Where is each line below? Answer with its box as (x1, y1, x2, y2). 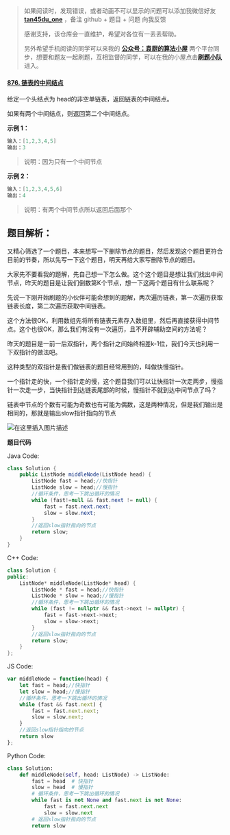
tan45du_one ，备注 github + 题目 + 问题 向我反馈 (23, 15, 166, 23)
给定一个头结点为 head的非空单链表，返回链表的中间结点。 (7, 95, 173, 104)
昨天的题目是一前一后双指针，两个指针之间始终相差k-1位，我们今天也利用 (7, 339, 214, 348)
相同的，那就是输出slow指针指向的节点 (7, 409, 116, 417)
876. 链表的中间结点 (7, 78, 64, 86)
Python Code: (7, 751, 46, 760)
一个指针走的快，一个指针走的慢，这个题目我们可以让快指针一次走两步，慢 (7, 377, 217, 385)
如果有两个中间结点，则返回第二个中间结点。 (7, 110, 133, 118)
